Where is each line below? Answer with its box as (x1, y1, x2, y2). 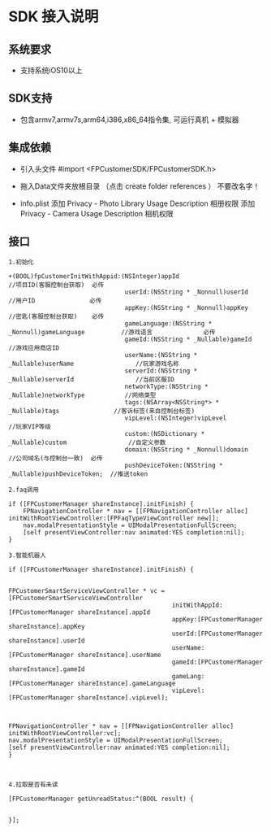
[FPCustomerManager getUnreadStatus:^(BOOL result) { (8, 795, 195, 804)
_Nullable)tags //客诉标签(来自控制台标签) (8, 407, 196, 416)
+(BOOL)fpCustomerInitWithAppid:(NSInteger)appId (8, 272, 180, 281)
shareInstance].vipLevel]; (77, 694, 169, 702)
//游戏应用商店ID (8, 344, 59, 352)
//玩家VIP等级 (8, 423, 51, 431)
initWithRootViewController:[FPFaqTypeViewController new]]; (8, 514, 220, 523)
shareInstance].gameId (8, 665, 85, 673)
